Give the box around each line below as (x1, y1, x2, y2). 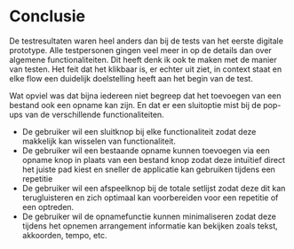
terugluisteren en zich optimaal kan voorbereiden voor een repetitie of (21, 192, 279, 203)
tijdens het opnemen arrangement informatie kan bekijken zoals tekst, (21, 220, 278, 231)
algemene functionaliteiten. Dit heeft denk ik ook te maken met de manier (9, 54, 277, 65)
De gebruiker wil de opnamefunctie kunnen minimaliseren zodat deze (21, 211, 277, 222)
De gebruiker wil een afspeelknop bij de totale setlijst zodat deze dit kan (21, 183, 286, 193)
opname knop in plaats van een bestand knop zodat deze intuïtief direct (21, 154, 286, 165)
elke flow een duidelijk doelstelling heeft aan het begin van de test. (9, 73, 253, 83)
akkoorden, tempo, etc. (21, 230, 107, 240)
